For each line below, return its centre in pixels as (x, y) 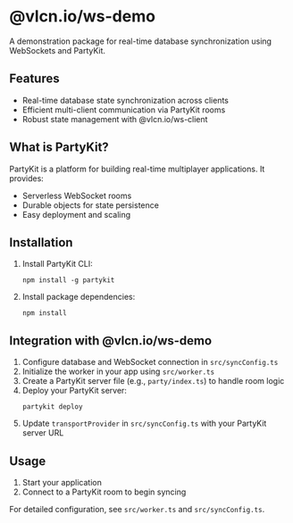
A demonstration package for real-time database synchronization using (141, 41)
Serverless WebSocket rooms (77, 195)
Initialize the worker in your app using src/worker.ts (118, 371)
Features (34, 79)
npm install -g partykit (68, 280)
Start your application (62, 482)
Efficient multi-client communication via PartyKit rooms (124, 110)
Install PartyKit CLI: (57, 264)
